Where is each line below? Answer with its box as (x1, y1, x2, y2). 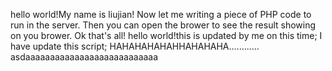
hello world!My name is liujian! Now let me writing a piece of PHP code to (10, 9, 312, 20)
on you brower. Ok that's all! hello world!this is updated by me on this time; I (10, 30, 323, 41)
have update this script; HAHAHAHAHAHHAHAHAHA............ (10, 40, 260, 52)
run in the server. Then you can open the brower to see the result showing (10, 19, 317, 31)
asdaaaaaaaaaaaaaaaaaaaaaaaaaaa (10, 51, 159, 63)
